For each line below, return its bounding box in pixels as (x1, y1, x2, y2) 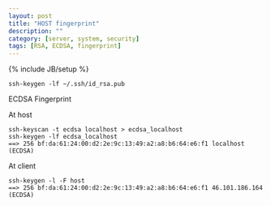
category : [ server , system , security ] (8, 34, 140, 43)
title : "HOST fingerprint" (8, 19, 100, 28)
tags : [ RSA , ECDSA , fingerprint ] (8, 42, 122, 50)
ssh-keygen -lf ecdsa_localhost (8, 133, 118, 141)
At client (8, 161, 37, 171)
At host (8, 110, 32, 120)
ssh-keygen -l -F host (8, 177, 85, 185)
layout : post (8, 11, 53, 20)
